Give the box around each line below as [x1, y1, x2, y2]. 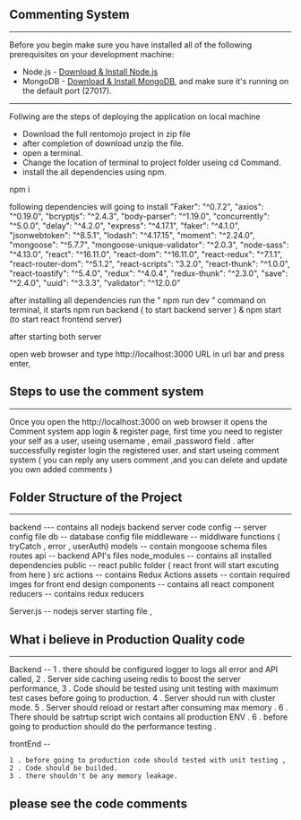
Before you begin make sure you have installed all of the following [9, 39, 253, 50]
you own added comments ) [9, 463, 113, 474]
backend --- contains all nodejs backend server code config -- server [9, 522, 267, 532]
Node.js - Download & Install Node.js [21, 66, 159, 77]
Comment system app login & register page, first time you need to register [9, 426, 283, 436]
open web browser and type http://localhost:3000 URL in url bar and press [9, 349, 285, 359]
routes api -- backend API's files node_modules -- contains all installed [9, 550, 271, 561]
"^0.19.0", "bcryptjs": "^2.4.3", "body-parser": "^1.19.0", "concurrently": [9, 211, 271, 221]
